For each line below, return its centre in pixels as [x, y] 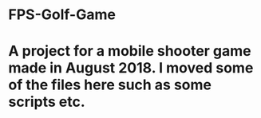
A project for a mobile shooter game [130, 51]
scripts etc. [47, 102]
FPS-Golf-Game [62, 15]
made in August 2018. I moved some [131, 68]
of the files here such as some [110, 85]
